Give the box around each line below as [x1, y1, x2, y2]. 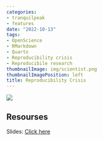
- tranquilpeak [6, 15, 45, 21]
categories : [6, 9, 37, 15]
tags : [6, 32, 20, 38]
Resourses [6, 112, 48, 122]
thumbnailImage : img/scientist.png [6, 66, 97, 72]
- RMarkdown [6, 44, 37, 50]
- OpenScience [6, 37, 43, 44]
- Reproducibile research [6, 60, 72, 66]
